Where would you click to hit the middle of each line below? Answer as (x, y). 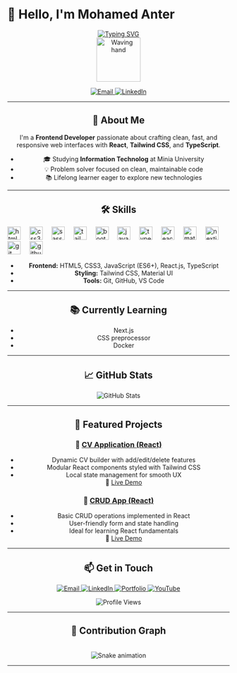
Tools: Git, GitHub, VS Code (124, 280)
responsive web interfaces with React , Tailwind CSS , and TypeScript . (119, 144)
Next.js (124, 331)
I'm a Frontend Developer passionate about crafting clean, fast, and (119, 137)
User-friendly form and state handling (123, 524)
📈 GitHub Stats (119, 375)
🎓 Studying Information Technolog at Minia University (124, 159)
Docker (124, 345)
